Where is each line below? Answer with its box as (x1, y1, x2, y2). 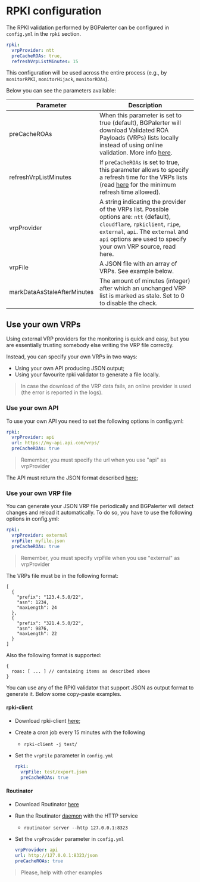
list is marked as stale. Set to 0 (99, 292, 185, 300)
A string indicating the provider (99, 198, 186, 206)
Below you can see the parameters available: (6, 87, 116, 94)
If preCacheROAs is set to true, (99, 158, 180, 166)
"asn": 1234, (17, 599, 49, 605)
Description (128, 101, 162, 110)
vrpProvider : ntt (11, 47, 55, 53)
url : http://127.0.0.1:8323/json (14, 852, 98, 858)
